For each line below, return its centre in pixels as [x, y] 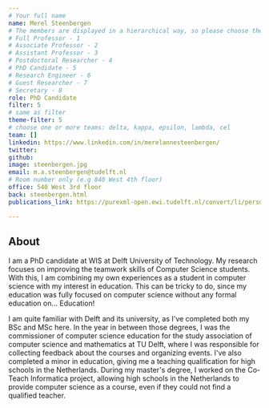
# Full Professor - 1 [44, 38]
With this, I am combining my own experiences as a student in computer [127, 278]
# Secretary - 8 [35, 90]
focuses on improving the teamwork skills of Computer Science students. [129, 269]
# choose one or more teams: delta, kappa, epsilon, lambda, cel [119, 127]
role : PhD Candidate [43, 98]
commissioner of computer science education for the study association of [130, 336]
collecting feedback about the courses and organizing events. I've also [125, 353]
